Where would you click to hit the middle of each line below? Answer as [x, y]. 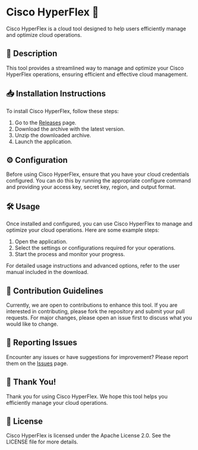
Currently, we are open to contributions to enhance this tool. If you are [92, 305]
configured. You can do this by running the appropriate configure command [98, 181]
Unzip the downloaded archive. [53, 135]
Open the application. [41, 242]
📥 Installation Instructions [56, 94]
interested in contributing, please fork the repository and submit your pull [95, 311]
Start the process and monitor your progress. [70, 254]
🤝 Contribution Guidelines [55, 291]
